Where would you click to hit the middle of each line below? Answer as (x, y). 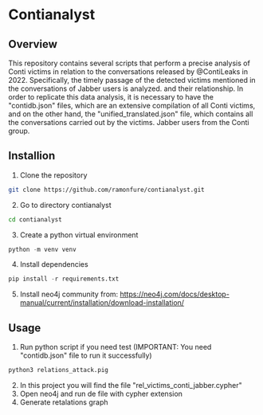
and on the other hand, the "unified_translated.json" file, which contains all (131, 114)
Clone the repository (53, 175)
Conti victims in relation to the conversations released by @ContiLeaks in (128, 72)
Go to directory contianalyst (65, 205)
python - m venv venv (43, 249)
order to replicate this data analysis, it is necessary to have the (111, 97)
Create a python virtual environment (79, 235)
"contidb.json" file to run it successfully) (86, 355)
